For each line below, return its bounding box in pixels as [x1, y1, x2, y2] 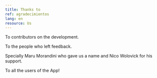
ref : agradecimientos [5, 12, 50, 17]
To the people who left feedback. [5, 43, 72, 49]
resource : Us [5, 20, 32, 26]
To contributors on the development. [5, 34, 79, 40]
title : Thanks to [5, 7, 41, 12]
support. [5, 58, 23, 64]
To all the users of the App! [5, 68, 60, 74]
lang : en [5, 16, 23, 21]
